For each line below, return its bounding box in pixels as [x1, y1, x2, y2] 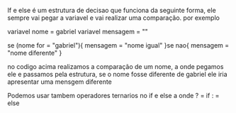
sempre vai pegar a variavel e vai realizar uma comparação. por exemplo [7, 14, 220, 22]
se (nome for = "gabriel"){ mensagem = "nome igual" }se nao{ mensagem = [7, 41, 230, 49]
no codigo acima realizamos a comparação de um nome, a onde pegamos [7, 63, 224, 70]
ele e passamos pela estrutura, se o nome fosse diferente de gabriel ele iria [7, 70, 228, 78]
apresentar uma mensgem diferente [7, 77, 112, 86]
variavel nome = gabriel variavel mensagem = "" [7, 28, 149, 36]
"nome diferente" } [7, 49, 62, 57]
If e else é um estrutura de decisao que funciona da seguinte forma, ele [7, 6, 216, 14]
